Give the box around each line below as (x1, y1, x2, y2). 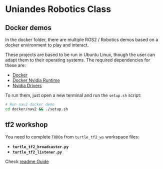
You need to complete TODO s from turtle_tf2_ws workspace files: (5, 133, 139, 139)
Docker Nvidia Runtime (12, 77, 60, 83)
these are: (5, 62, 26, 68)
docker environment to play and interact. (5, 42, 89, 48)
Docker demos (5, 23, 51, 32)
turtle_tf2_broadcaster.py (12, 144, 69, 149)
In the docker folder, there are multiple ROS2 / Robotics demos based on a (5, 36, 158, 42)
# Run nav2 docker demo (5, 102, 55, 107)
